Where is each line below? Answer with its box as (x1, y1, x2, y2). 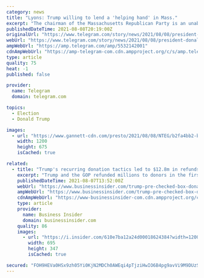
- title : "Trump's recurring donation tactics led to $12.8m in (12, 166, 178, 173)
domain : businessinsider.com (22, 217, 97, 223)
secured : (6, 262, 29, 268)
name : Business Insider (22, 212, 83, 218)
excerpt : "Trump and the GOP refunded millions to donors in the (17, 172, 186, 178)
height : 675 (17, 144, 47, 150)
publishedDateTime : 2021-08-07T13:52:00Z (17, 177, 123, 184)
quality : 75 (6, 60, 36, 66)
